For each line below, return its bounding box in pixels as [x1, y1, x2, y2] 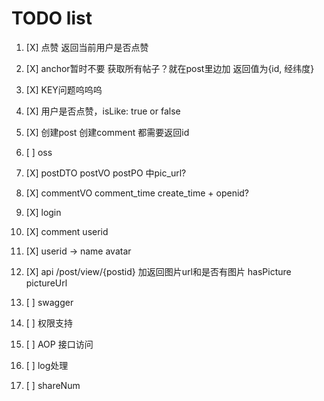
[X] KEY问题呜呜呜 [25, 83, 103, 96]
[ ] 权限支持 [25, 317, 73, 329]
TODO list [11, 7, 93, 30]
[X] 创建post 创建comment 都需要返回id [25, 126, 190, 138]
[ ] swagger [25, 296, 74, 308]
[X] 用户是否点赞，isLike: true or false [25, 105, 181, 117]
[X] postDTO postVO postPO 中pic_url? [25, 167, 187, 179]
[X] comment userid [25, 225, 109, 237]
